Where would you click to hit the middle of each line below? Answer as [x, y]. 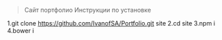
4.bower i [21, 31]
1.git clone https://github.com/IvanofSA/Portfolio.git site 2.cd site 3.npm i [111, 23]
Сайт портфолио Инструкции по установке [87, 10]
